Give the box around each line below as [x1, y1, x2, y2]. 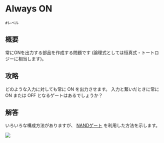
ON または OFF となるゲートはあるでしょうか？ [5, 92, 103, 98]
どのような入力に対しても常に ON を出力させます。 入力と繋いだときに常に [5, 86, 159, 92]
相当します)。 [18, 55, 46, 61]
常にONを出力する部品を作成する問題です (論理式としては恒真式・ [5, 49, 141, 55]
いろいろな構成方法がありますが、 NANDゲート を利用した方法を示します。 [5, 122, 160, 128]
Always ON [5, 3, 52, 14]
